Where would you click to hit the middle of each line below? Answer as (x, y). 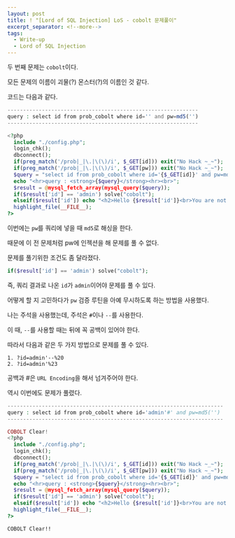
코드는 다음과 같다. (33, 97)
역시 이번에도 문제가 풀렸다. (45, 392)
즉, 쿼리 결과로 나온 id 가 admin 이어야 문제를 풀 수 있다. (81, 285)
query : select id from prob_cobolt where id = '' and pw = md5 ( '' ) (103, 116)
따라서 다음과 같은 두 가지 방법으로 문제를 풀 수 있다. (78, 344)
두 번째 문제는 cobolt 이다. (43, 67)
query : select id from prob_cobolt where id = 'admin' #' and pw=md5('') (114, 412)
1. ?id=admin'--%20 (36, 358)
